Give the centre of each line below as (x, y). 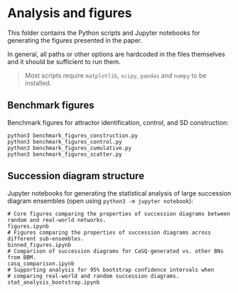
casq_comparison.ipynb (41, 263)
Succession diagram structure (76, 176)
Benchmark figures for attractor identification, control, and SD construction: (118, 122)
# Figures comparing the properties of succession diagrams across (109, 233)
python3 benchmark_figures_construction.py (73, 135)
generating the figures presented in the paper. (75, 40)
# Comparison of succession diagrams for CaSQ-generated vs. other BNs (115, 251)
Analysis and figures (70, 13)
